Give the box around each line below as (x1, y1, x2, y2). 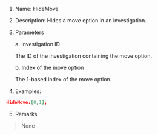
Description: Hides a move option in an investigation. (15, 17, 147, 24)
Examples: (15, 88, 41, 95)
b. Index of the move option (15, 64, 84, 71)
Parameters (15, 29, 44, 36)
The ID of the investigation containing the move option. (15, 52, 153, 60)
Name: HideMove (15, 5, 59, 12)
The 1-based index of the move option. (15, 76, 112, 83)
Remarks (15, 110, 38, 117)
